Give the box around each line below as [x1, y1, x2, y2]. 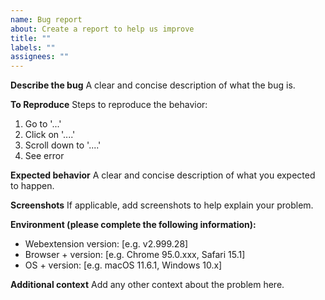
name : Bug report [10, 14, 83, 25]
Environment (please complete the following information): [10, 219, 257, 231]
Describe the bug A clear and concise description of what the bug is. [10, 79, 296, 91]
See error [24, 150, 65, 162]
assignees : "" [10, 52, 70, 62]
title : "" [10, 33, 52, 43]
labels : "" [10, 42, 56, 53]
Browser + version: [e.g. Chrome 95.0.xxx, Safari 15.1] [24, 249, 246, 261]
